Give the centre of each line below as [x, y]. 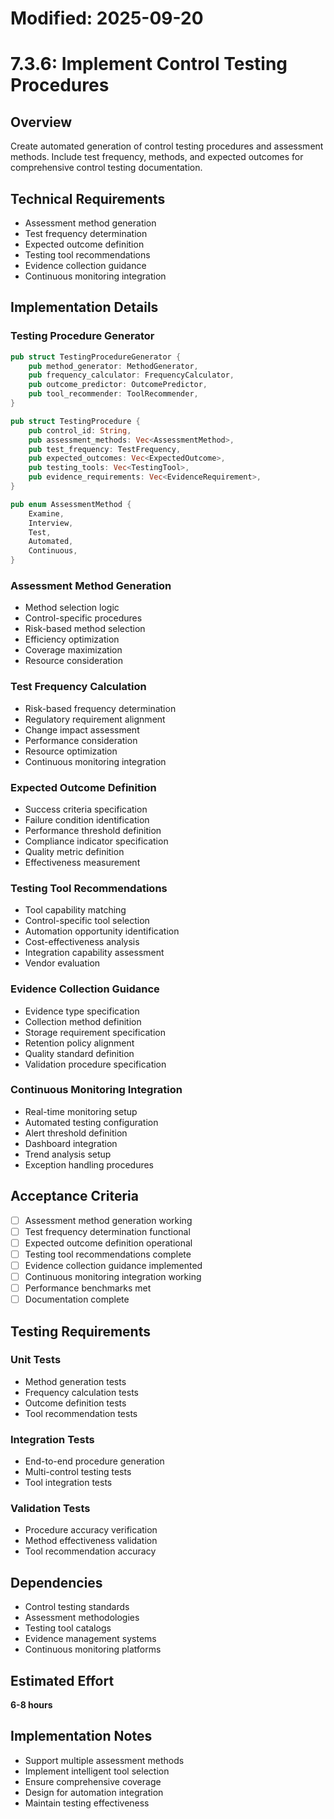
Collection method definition [83, 1021]
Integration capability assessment [94, 953]
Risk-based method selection [85, 629]
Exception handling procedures [89, 1164]
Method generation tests [75, 1381]
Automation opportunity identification [102, 931]
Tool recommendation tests [81, 1413]
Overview [41, 122]
